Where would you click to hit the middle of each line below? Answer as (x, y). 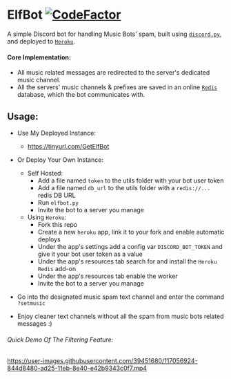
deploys (49, 239)
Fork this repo (58, 224)
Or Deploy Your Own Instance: (60, 160)
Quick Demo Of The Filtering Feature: (60, 340)
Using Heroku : (47, 217)
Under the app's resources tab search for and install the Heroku (127, 261)
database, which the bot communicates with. (81, 95)
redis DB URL (57, 195)
